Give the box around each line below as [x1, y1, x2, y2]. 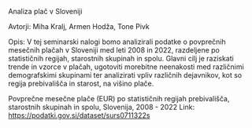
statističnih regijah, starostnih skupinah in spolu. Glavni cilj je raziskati [8, 54, 234, 63]
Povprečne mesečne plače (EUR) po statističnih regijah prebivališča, [8, 94, 230, 103]
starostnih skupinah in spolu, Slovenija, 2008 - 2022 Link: [8, 102, 195, 112]
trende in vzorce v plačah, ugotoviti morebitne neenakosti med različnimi [8, 62, 244, 71]
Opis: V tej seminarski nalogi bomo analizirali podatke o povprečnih [8, 37, 226, 46]
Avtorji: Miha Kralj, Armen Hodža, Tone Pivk [8, 22, 150, 31]
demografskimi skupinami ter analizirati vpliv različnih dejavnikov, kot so [8, 71, 243, 79]
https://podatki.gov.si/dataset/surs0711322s [8, 111, 150, 120]
